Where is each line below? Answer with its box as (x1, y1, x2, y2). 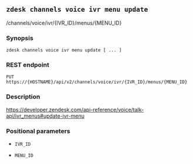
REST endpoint (6, 61, 50, 69)
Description (6, 93, 40, 101)
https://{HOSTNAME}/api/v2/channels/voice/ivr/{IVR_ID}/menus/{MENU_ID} (6, 79, 188, 85)
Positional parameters (6, 127, 70, 135)
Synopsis (6, 34, 33, 42)
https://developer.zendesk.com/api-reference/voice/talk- (6, 106, 144, 113)
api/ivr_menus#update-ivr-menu (6, 112, 85, 119)
